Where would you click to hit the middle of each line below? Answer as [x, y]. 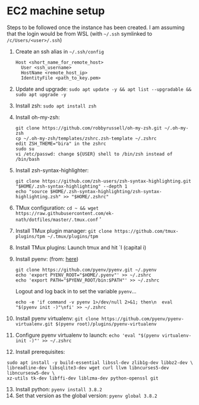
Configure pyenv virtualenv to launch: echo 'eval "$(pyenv [87, 335]
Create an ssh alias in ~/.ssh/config [60, 51]
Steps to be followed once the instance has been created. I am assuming [96, 27]
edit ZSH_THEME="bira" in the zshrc [61, 144]
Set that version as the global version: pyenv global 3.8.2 [86, 395]
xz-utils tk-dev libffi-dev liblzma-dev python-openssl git [83, 378]
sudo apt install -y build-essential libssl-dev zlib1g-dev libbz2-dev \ [100, 363]
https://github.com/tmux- [146, 231]
